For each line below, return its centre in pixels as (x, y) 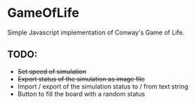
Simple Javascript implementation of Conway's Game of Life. (96, 32)
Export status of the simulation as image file (81, 79)
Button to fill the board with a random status (81, 93)
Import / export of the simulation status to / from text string (103, 86)
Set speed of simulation (52, 71)
